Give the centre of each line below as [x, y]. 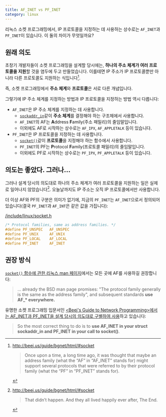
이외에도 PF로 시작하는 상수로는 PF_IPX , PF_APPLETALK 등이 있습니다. [86, 153]
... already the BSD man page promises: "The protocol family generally [89, 289]
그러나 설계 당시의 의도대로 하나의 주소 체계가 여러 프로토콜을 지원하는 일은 [77, 183]
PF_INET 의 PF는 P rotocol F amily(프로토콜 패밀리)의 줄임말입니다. [83, 146]
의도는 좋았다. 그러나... [38, 170]
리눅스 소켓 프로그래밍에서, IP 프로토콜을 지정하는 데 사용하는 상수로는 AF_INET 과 [83, 29]
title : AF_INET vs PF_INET [33, 10]
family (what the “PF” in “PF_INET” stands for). [72, 371]
